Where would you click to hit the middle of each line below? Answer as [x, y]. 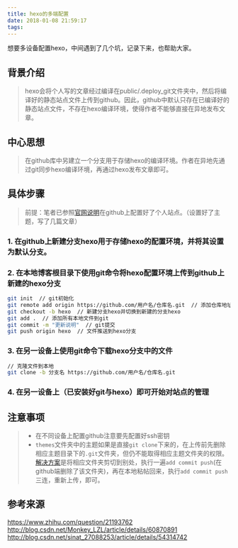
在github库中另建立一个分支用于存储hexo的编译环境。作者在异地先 [122, 161]
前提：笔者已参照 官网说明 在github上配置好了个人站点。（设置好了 [119, 212]
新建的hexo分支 [34, 283]
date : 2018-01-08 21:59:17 [47, 21]
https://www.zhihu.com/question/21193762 [70, 522]
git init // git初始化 [41, 298]
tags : [15, 27]
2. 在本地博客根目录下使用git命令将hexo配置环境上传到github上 [116, 272]
